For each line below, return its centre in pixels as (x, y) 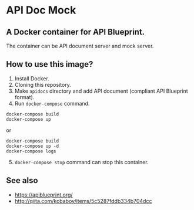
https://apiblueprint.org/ (44, 195)
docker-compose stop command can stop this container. (81, 162)
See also (22, 180)
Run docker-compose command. (52, 103)
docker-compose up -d (33, 146)
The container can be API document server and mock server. (80, 46)
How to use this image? (50, 64)
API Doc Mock (41, 10)
